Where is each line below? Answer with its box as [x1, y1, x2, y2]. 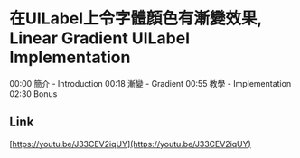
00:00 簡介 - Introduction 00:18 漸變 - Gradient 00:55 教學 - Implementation [9, 78, 292, 88]
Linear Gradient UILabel [9, 28, 190, 49]
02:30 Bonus [9, 88, 58, 99]
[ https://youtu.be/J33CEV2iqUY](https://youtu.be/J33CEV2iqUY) [9, 138, 251, 149]
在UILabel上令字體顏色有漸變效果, [9, 8, 262, 29]
